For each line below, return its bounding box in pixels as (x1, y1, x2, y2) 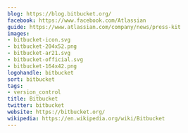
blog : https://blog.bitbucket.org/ (7, 10, 112, 18)
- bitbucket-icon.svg (7, 37, 71, 44)
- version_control (7, 89, 61, 96)
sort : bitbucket (7, 75, 55, 83)
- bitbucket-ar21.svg (7, 50, 71, 57)
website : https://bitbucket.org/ (7, 108, 106, 115)
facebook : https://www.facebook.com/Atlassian (7, 17, 146, 24)
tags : (7, 82, 23, 89)
